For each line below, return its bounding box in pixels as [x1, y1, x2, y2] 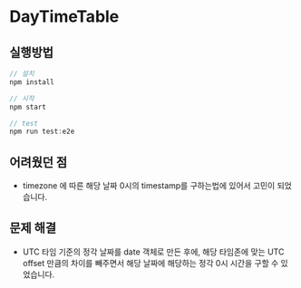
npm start [9, 102, 47, 111]
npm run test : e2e [9, 127, 75, 137]
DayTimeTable [9, 6, 120, 27]
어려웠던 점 [9, 154, 68, 169]
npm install [9, 77, 54, 87]
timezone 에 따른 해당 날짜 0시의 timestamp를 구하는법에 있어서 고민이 [22, 180, 276, 191]
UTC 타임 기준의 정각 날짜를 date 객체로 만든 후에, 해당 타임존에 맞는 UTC [22, 246, 285, 257]
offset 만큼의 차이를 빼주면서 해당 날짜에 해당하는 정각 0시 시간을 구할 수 [22, 257, 279, 268]
